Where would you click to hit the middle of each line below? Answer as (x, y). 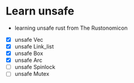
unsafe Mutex (32, 74)
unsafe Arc (28, 60)
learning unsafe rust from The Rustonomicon (71, 28)
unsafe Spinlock (35, 67)
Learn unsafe (40, 11)
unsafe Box (29, 53)
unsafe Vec (29, 39)
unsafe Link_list (34, 46)
